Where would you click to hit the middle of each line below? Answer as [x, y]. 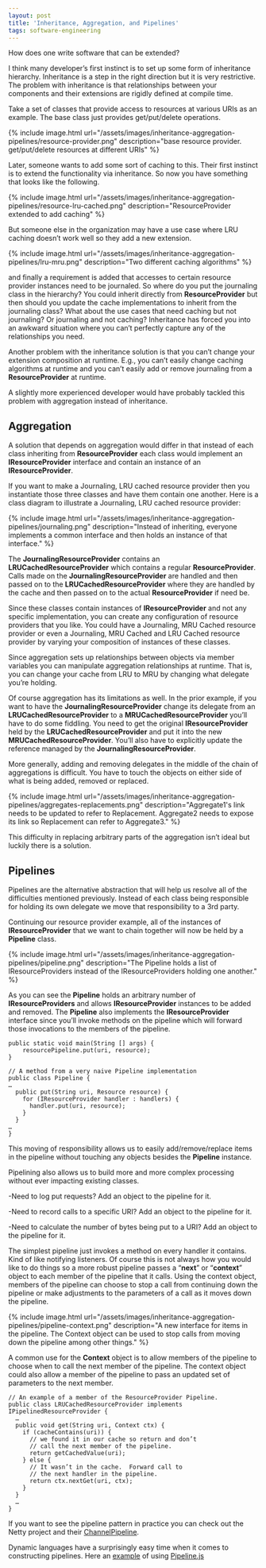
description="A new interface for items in [181, 1325]
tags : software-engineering [55, 30]
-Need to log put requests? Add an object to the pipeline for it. [110, 1196]
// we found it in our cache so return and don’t [113, 1439]
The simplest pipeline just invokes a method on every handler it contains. [127, 1251]
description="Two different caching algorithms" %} [168, 262]
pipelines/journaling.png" [50, 527]
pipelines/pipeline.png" [46, 963]
